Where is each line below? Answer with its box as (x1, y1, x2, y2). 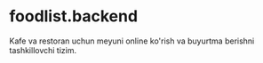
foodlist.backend (9, 6, 139, 27)
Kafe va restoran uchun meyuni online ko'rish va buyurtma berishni (9, 35, 255, 46)
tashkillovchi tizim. (9, 44, 77, 55)
